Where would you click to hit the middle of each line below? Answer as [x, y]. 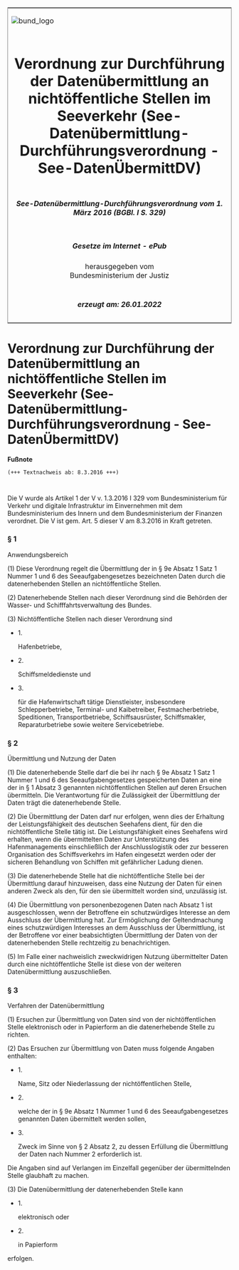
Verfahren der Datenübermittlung [56, 1006]
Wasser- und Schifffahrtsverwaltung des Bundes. [80, 605]
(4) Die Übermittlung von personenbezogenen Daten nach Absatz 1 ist [110, 905]
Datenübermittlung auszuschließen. [59, 972]
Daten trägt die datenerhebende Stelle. [64, 803]
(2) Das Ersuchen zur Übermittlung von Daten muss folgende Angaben [111, 1049]
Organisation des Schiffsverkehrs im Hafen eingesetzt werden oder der [112, 855]
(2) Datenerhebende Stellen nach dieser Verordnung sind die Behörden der [117, 597]
